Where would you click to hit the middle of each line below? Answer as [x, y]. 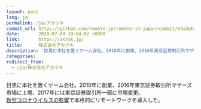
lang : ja [17, 17]
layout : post [22, 12]
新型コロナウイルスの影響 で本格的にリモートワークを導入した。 [85, 100]
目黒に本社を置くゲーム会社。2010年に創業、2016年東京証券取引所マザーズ [99, 85]
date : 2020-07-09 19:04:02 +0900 [56, 34]
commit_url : [21, 28]
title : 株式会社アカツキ [40, 46]
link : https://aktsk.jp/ [45, 40]
